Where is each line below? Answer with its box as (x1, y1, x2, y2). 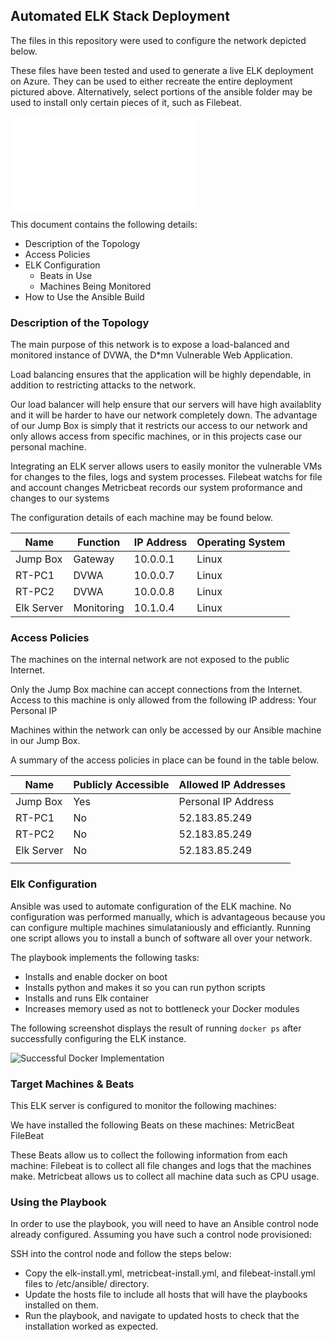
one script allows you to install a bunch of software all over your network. (10, 932, 313, 944)
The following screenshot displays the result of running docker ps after (10, 1022, 302, 1034)
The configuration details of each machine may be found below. (10, 512, 273, 524)
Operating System (196, 535, 286, 549)
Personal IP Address (178, 795, 275, 809)
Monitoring (73, 601, 125, 615)
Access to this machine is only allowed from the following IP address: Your (10, 694, 317, 706)
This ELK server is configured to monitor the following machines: (10, 1100, 277, 1111)
